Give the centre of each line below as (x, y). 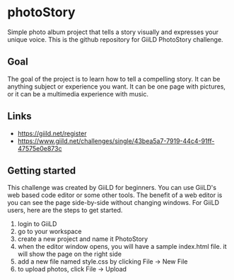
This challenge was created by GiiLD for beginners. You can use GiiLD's (112, 188)
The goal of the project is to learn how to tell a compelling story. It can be (114, 79)
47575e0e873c (40, 148)
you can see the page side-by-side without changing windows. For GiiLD (113, 203)
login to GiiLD (37, 224)
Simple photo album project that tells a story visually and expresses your (113, 32)
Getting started (42, 170)
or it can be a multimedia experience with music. (78, 94)
